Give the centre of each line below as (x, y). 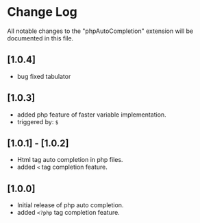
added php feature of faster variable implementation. (91, 115)
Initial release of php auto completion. (70, 205)
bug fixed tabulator (44, 76)
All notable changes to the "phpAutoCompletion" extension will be (100, 31)
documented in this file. (40, 38)
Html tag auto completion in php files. (70, 160)
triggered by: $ (38, 121)
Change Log (42, 12)
